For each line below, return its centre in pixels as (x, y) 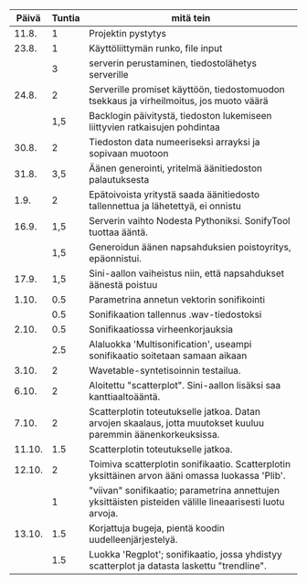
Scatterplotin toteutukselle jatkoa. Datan (175, 412)
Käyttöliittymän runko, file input (156, 48)
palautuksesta (119, 180)
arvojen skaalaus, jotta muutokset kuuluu (177, 423)
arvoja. (104, 513)
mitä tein (191, 18)
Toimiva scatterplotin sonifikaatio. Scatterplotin (190, 464)
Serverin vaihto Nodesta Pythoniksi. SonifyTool (190, 221)
